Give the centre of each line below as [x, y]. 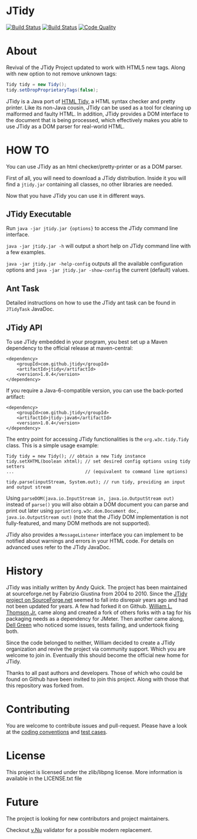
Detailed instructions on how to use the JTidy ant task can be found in [91, 303]
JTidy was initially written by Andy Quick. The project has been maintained [96, 587]
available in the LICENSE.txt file [44, 778]
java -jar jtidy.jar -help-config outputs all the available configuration [95, 264]
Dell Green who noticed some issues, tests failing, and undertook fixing [92, 625]
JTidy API [24, 328]
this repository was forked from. [45, 685]
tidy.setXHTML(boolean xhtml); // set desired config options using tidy [98, 461]
